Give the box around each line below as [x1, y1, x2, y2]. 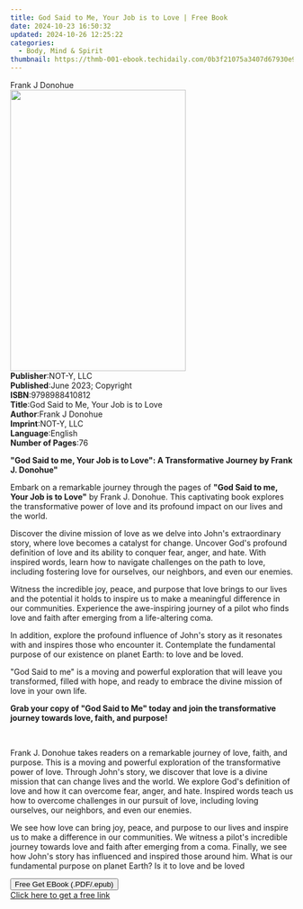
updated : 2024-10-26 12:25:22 [10, 30, 124, 39]
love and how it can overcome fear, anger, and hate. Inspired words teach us [10, 786, 294, 796]
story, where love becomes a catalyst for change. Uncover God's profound [10, 537, 288, 548]
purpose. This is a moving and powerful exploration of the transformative [10, 757, 281, 768]
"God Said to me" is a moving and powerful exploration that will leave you [10, 667, 282, 677]
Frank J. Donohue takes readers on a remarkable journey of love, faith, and [10, 748, 288, 758]
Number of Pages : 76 [10, 437, 89, 448]
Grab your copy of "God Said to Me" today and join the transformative [10, 703, 277, 714]
